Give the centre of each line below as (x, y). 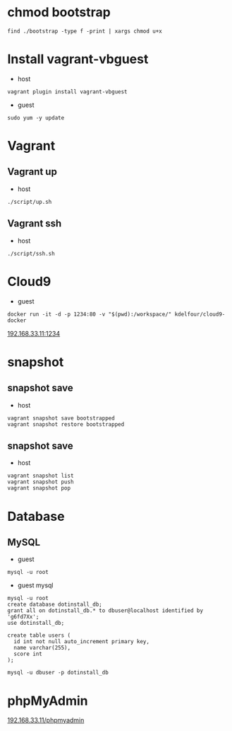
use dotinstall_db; (36, 623)
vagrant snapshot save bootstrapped (61, 418)
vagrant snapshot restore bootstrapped (66, 424)
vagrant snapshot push (41, 482)
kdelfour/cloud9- (200, 314)
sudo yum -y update (36, 117)
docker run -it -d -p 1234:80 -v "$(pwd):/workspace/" (90, 314)
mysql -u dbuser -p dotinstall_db (58, 673)
